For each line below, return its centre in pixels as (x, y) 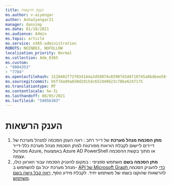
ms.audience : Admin (26, 34)
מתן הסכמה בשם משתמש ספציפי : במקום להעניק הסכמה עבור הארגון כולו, (85, 162)
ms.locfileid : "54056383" (33, 100)
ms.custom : (17, 63)
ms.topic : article (25, 39)
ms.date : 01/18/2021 (27, 29)
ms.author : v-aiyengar (29, 15)
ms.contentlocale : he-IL (32, 91)
